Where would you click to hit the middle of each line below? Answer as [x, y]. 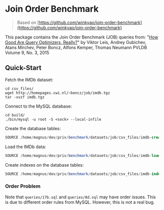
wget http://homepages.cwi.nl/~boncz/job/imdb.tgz [58, 93]
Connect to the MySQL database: [39, 106]
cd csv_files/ [20, 89]
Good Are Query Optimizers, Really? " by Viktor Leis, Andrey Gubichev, [76, 42]
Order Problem [23, 186]
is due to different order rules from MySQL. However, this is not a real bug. [80, 202]
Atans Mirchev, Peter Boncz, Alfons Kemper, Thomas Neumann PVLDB [76, 47]
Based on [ [28, 22]
